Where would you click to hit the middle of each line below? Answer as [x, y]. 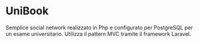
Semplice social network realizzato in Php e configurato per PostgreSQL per [99, 27]
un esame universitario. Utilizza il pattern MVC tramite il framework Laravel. [98, 33]
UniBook [27, 11]
